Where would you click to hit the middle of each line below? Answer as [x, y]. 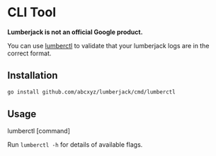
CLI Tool [32, 12]
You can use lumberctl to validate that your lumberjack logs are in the [108, 45]
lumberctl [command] [39, 131]
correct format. [29, 53]
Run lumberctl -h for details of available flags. [75, 145]
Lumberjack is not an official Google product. [75, 32]
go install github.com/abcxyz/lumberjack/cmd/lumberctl [91, 92]
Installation [33, 76]
